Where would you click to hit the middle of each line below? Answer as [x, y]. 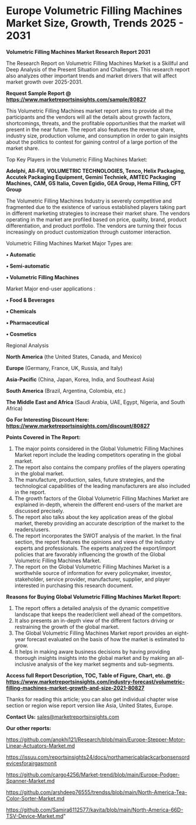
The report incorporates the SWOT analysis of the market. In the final [98, 535]
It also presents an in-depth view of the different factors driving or [94, 620]
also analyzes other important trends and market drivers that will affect [92, 76]
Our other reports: [29, 728]
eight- [181, 633]
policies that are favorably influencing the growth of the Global [90, 554]
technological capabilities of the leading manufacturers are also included [102, 486]
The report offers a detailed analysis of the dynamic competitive [92, 608]
